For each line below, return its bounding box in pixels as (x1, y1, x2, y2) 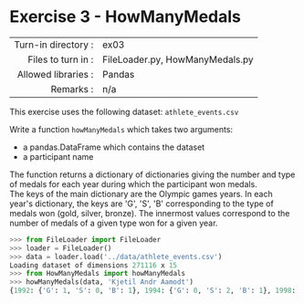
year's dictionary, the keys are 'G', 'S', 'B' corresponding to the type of (9, 198, 274, 209)
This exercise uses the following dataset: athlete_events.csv (9, 106, 239, 117)
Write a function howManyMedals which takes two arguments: (9, 123, 234, 134)
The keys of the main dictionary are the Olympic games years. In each (9, 188, 273, 199)
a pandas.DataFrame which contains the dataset (22, 142, 205, 152)
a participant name (22, 151, 94, 162)
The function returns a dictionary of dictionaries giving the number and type (9, 169, 296, 180)
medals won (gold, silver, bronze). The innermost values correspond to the (9, 207, 290, 218)
